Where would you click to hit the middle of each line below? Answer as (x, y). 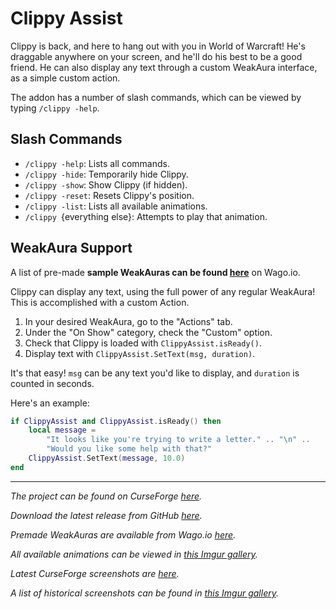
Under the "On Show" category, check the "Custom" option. (148, 332)
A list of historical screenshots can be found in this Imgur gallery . (144, 593)
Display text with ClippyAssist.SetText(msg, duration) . (140, 353)
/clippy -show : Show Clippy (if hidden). (106, 184)
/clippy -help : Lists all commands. (97, 163)
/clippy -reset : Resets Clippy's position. (109, 195)
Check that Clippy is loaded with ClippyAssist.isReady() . (143, 343)
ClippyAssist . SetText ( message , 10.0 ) (107, 458)
